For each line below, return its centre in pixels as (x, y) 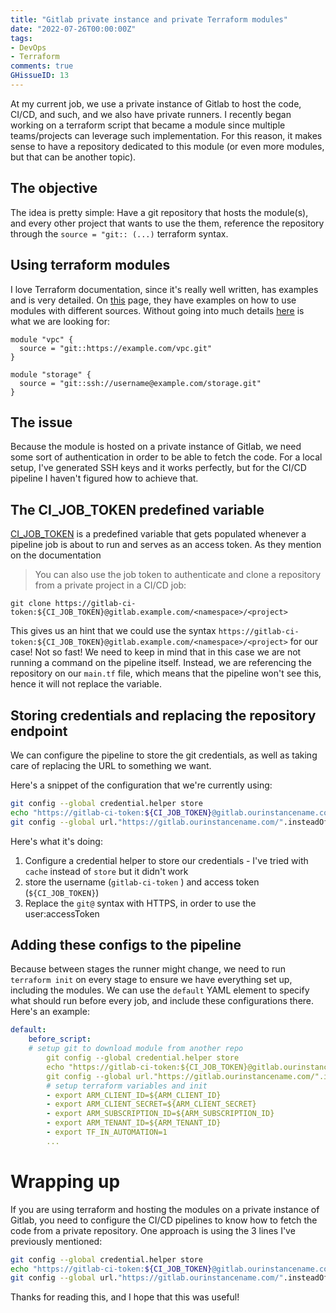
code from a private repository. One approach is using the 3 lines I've (153, 1230)
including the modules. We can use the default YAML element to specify (160, 990)
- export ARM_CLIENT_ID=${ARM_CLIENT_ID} (134, 1095)
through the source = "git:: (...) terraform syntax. (119, 233)
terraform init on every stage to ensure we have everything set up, (151, 980)
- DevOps (28, 47)
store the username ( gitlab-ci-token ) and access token (142, 882)
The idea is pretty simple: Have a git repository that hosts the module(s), (159, 212)
